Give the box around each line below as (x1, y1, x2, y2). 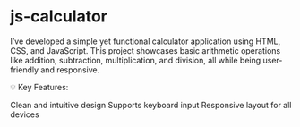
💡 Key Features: (10, 81, 69, 92)
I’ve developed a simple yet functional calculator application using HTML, (10, 36, 281, 47)
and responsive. (40, 64, 100, 75)
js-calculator (10, 6, 108, 27)
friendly (10, 64, 39, 75)
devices (10, 109, 39, 120)
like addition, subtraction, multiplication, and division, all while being (10, 55, 261, 65)
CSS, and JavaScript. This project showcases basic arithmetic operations (10, 45, 281, 55)
